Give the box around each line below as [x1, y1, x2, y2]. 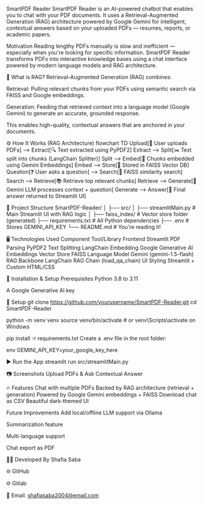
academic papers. [6, 31, 51, 38]
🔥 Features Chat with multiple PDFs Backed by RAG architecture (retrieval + [6, 384, 195, 391]
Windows [6, 323, 30, 330]
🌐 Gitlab [6, 480, 27, 487]
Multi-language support [6, 433, 65, 440]
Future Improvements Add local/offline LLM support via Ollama [6, 409, 163, 416]
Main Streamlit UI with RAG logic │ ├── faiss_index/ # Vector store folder [6, 211, 188, 217]
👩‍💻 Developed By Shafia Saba [6, 456, 81, 463]
